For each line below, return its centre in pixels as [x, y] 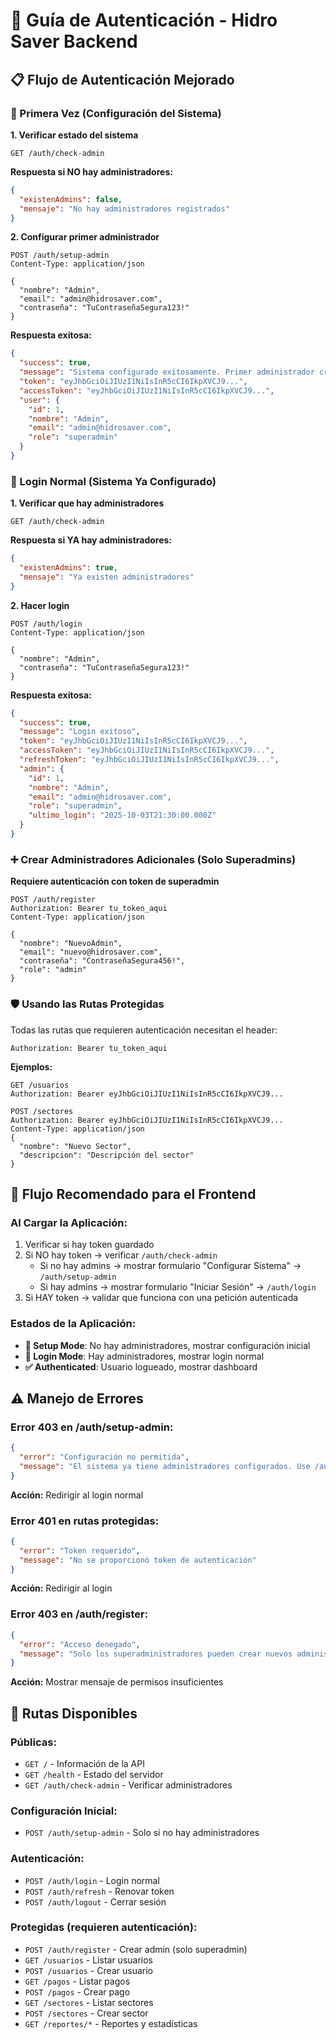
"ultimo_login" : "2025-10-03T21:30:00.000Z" [122, 815]
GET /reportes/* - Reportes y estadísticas [111, 2023]
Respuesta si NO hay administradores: [91, 171]
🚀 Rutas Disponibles [74, 1713]
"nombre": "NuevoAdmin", [71, 944]
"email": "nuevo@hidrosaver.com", [91, 952]
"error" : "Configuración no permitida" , [104, 1457]
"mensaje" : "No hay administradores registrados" [124, 209]
